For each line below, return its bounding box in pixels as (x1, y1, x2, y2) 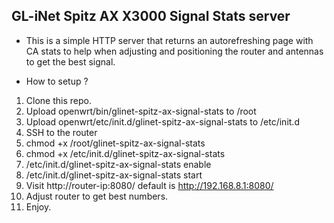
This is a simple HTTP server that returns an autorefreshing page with (25, 34, 314, 46)
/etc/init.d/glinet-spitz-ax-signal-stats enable (25, 158, 212, 170)
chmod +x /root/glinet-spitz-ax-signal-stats (25, 137, 206, 149)
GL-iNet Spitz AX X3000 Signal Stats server (11, 8, 291, 25)
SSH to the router (25, 126, 98, 138)
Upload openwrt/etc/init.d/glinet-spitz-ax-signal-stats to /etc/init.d (25, 115, 300, 128)
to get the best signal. (25, 55, 116, 68)
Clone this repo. (25, 94, 92, 106)
